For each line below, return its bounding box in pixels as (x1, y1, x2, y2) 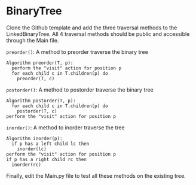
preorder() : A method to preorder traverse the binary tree (6, 48, 148, 55)
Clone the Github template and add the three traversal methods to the (6, 24, 177, 31)
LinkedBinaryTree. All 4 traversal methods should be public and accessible (6, 30, 190, 37)
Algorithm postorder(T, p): (6, 98, 76, 104)
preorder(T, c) (17, 75, 55, 81)
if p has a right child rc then (6, 156, 87, 162)
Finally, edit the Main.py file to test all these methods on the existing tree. (6, 172, 186, 179)
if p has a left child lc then (11, 141, 90, 147)
